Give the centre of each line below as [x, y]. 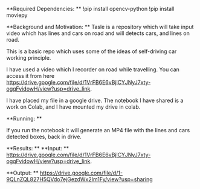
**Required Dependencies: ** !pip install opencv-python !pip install [90, 9]
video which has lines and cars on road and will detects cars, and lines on [98, 33]
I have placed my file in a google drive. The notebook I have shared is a [95, 100]
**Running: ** [24, 118]
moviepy [17, 15]
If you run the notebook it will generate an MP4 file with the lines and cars [98, 130]
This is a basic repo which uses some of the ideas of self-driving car [92, 51]
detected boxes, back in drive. [44, 136]
